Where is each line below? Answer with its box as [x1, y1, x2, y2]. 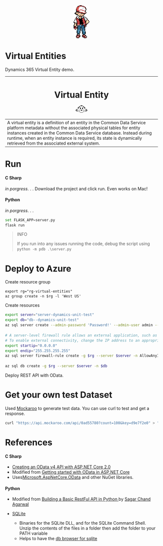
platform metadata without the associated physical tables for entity [7, 125, 141, 131]
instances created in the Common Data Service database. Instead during [7, 130, 152, 136]
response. [5, 411, 25, 416]
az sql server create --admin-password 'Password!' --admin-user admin [5, 323, 153, 328]
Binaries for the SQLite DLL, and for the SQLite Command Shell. [19, 520, 147, 526]
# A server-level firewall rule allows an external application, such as [5, 333, 158, 338]
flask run [5, 223, 25, 228]
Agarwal [12, 501, 29, 507]
